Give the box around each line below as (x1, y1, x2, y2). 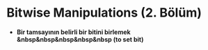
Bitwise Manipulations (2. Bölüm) (6, 5, 202, 21)
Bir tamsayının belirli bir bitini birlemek (16, 28, 131, 36)
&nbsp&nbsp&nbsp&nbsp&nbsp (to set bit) (16, 35, 144, 43)
